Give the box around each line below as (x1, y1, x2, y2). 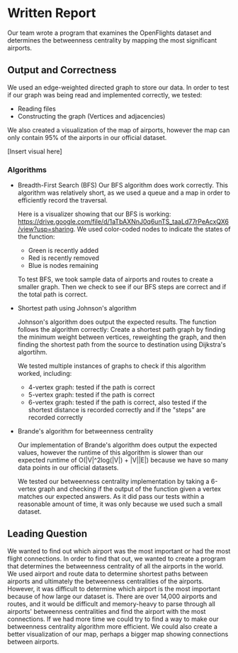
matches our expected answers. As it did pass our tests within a (17, 492, 205, 501)
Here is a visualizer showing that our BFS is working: (17, 210, 171, 218)
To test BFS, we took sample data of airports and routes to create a (17, 275, 214, 284)
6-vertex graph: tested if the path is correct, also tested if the (28, 398, 208, 406)
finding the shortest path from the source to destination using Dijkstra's (17, 340, 227, 349)
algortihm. (17, 348, 48, 357)
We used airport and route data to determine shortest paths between (7, 569, 208, 578)
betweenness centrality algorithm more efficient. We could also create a (7, 622, 218, 630)
